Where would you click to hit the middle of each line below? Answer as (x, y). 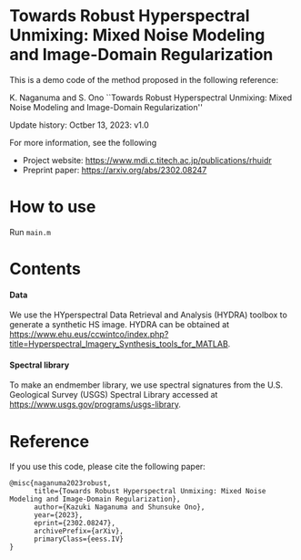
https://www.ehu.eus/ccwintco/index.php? (89, 335)
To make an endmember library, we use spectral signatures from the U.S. (146, 385)
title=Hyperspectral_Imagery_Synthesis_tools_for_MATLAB (119, 344)
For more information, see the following (83, 142)
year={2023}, (58, 515)
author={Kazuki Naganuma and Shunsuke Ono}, (119, 507)
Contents (45, 269)
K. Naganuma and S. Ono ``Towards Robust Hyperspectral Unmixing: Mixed (151, 98)
